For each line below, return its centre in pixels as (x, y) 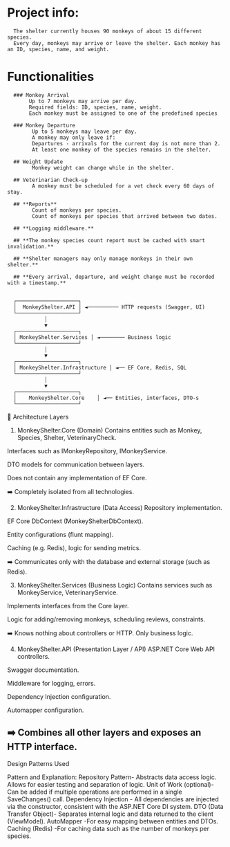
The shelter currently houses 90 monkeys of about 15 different (108, 31)
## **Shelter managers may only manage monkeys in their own (103, 258)
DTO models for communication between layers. (76, 464)
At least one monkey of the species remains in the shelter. (122, 149)
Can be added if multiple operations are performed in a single (95, 792)
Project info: (43, 13)
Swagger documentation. (43, 670)
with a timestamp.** (37, 283)
